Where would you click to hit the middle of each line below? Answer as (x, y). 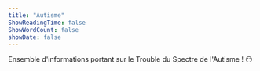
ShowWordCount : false (44, 30)
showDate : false (35, 37)
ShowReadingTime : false (47, 23)
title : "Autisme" (37, 15)
